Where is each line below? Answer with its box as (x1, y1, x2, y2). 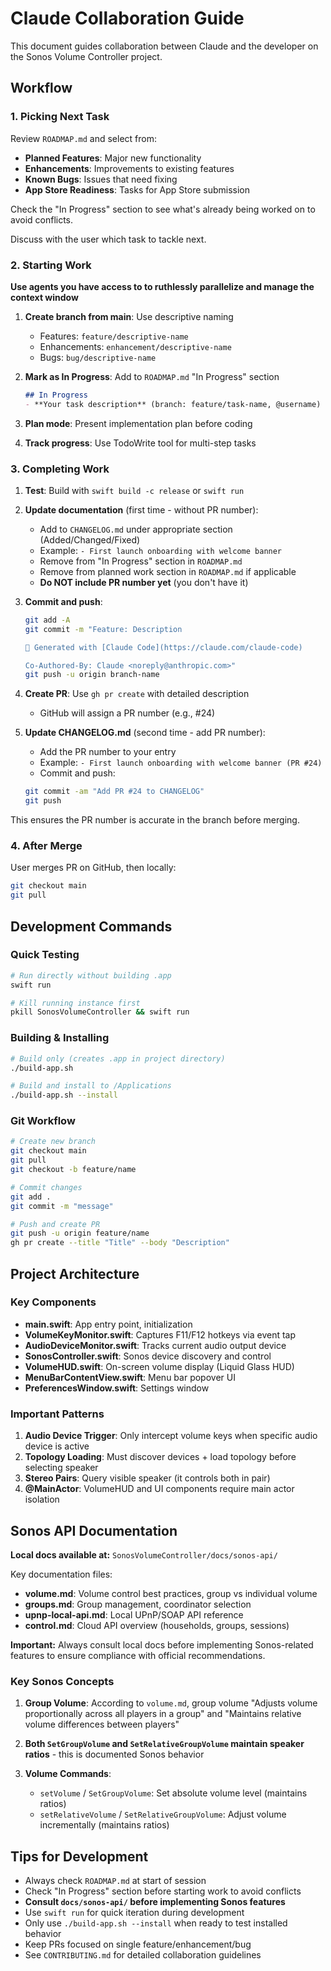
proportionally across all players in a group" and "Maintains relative (24, 1708, 302, 1720)
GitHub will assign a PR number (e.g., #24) (39, 707, 216, 719)
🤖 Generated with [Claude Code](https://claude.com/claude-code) (24, 642, 303, 652)
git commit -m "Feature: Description (24, 624, 183, 634)
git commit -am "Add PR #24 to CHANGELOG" (24, 787, 205, 797)
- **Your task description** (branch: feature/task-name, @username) (24, 399, 322, 409)
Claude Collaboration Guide (10, 7, 245, 30)
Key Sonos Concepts (10, 1674, 115, 1688)
